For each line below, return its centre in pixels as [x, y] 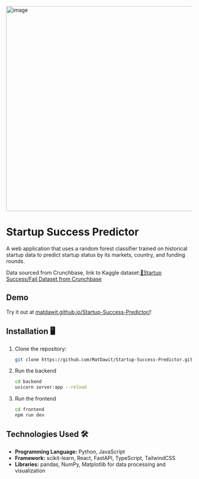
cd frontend [29, 409]
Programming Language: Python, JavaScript [70, 452]
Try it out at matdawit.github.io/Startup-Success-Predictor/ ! [79, 312]
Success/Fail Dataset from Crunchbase [54, 279]
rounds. [15, 261]
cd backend [28, 382]
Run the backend [36, 371]
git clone [27, 360]
